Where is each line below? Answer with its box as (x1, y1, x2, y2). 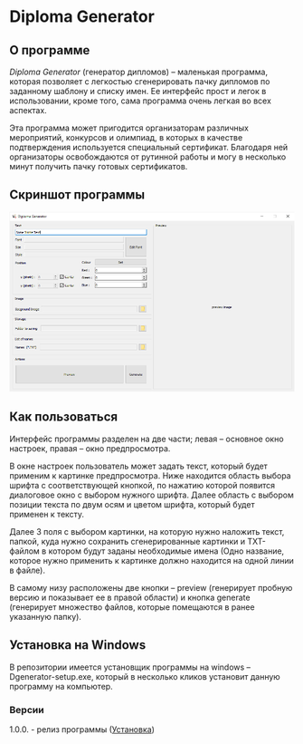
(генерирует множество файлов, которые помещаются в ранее (9, 601, 255, 613)
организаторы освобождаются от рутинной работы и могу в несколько (9, 151, 287, 162)
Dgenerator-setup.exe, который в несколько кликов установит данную (9, 671, 280, 681)
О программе (9, 43, 90, 58)
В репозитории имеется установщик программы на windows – (9, 662, 251, 672)
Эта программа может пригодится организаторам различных (9, 122, 249, 133)
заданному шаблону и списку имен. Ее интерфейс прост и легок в (9, 86, 267, 96)
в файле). (9, 565, 45, 575)
